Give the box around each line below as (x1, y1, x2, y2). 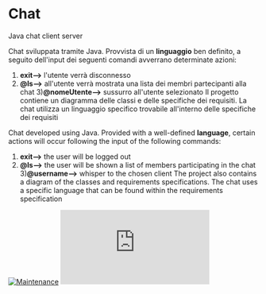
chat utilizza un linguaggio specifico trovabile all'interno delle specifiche (19, 104, 256, 114)
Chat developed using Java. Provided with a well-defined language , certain (8, 128, 256, 137)
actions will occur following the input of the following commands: (8, 136, 222, 145)
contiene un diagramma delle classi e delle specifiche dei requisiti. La (19, 95, 248, 105)
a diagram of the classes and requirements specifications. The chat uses (19, 176, 258, 187)
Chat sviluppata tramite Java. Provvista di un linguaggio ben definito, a (8, 46, 241, 56)
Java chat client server (8, 31, 83, 41)
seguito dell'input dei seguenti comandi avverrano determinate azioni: (8, 55, 237, 64)
